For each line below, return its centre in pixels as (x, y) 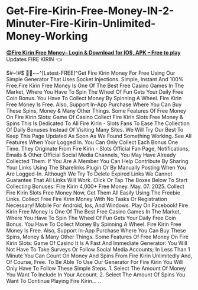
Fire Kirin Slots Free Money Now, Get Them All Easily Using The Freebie (93, 192)
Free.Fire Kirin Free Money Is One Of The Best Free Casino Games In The (95, 85)
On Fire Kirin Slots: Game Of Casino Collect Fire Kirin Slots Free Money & (95, 117)
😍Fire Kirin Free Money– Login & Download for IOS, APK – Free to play (94, 52)
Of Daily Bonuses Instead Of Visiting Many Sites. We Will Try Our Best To (95, 129)
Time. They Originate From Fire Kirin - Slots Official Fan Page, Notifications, (98, 148)
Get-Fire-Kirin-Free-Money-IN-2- (90, 11)
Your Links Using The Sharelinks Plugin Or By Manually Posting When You (96, 167)
